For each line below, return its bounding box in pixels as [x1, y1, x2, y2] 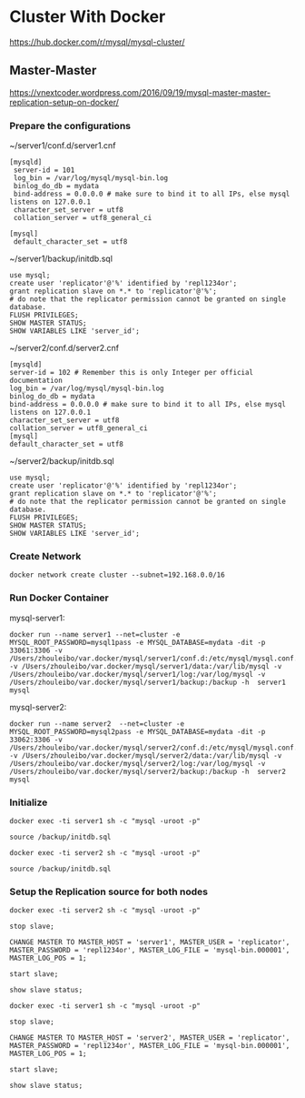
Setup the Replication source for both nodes [9, 885, 209, 898]
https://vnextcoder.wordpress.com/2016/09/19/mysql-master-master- [9, 86, 271, 97]
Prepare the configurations [9, 119, 132, 132]
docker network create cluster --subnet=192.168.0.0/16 [9, 570, 225, 579]
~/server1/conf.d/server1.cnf [9, 140, 116, 151]
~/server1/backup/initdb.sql [9, 253, 113, 265]
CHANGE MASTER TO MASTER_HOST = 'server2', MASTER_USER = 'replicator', [9, 1033, 290, 1043]
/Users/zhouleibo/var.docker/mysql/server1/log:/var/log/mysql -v [9, 670, 266, 679]
